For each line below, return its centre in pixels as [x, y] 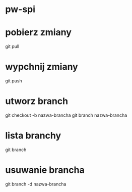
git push [14, 81]
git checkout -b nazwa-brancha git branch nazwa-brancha [66, 115]
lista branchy [33, 136]
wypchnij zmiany [42, 67]
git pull [12, 46]
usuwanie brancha [45, 170]
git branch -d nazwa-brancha [36, 184]
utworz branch [37, 101]
